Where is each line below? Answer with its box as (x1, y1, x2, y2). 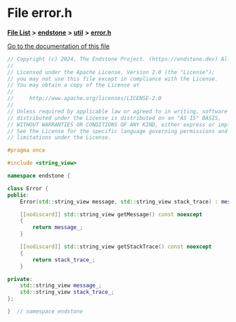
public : (7, 192, 30, 199)
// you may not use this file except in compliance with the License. (7, 75, 218, 82)
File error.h (7, 5, 72, 21)
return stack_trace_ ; (32, 256, 96, 264)
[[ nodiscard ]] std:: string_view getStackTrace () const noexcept (20, 243, 212, 251)
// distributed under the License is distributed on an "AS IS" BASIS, (7, 114, 221, 121)
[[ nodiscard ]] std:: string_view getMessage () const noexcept (20, 211, 202, 218)
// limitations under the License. (7, 134, 112, 142)
